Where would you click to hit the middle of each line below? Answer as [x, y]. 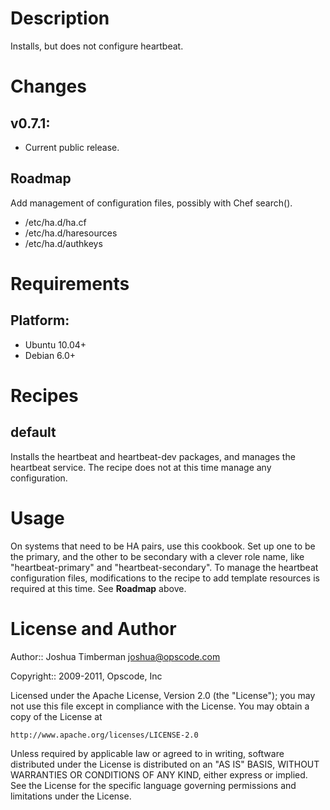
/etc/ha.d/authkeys [63, 243]
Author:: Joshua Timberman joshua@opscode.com [115, 656]
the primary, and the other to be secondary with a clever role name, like [157, 556]
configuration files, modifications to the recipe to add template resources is [165, 578]
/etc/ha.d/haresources [71, 233]
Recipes [44, 395]
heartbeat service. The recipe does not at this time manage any [141, 467]
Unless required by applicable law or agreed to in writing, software [147, 753]
